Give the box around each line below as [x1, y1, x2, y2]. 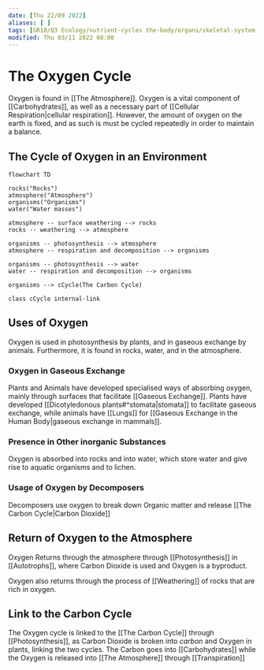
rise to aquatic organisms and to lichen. [8, 463, 136, 472]
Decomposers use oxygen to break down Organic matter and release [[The [8, 500, 252, 509]
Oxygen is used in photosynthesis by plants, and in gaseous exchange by [8, 337, 247, 347]
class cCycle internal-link [8, 295, 101, 303]
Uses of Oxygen [8, 316, 89, 329]
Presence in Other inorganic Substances [8, 437, 167, 448]
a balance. [8, 127, 43, 136]
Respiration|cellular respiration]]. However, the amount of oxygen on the [8, 110, 243, 120]
